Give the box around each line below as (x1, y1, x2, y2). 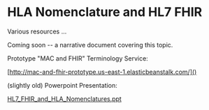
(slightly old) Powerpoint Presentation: (7, 81, 117, 89)
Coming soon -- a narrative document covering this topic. (7, 40, 173, 49)
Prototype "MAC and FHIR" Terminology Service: (7, 54, 148, 63)
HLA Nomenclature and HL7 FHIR (7, 4, 203, 20)
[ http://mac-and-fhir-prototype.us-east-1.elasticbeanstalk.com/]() (7, 68, 197, 76)
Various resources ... (7, 27, 67, 36)
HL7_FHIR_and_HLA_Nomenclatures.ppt (7, 95, 122, 103)
